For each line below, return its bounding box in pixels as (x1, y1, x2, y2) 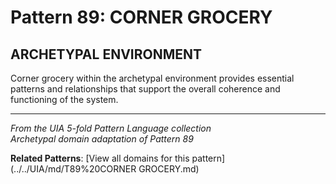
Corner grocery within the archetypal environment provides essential (10, 72, 295, 84)
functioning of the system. (10, 94, 119, 105)
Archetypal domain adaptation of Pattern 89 (10, 133, 194, 145)
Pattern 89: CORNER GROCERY (10, 6, 273, 29)
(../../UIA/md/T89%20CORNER (10, 163, 137, 175)
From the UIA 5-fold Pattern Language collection (10, 122, 212, 134)
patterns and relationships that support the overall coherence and (10, 83, 281, 95)
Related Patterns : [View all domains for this (10, 152, 190, 164)
